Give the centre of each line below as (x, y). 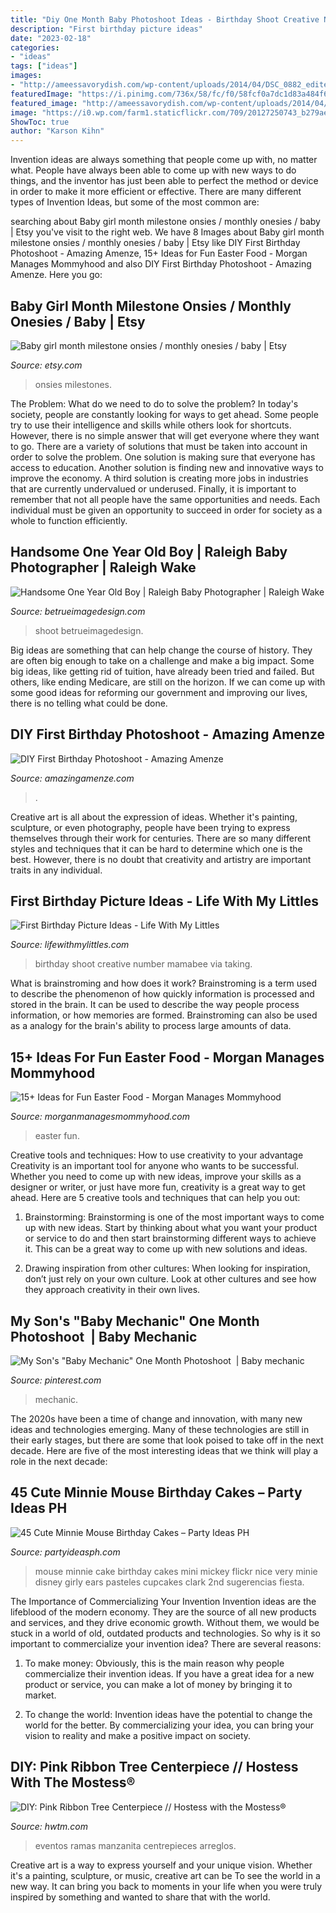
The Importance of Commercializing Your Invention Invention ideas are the (163, 1601)
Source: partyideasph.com (65, 1552)
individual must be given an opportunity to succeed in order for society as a (166, 510)
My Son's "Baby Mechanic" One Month (135, 1321)
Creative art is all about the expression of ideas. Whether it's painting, (154, 817)
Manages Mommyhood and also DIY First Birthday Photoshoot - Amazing (161, 264)
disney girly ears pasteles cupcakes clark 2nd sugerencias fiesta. (169, 1582)
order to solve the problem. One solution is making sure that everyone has (163, 457)
